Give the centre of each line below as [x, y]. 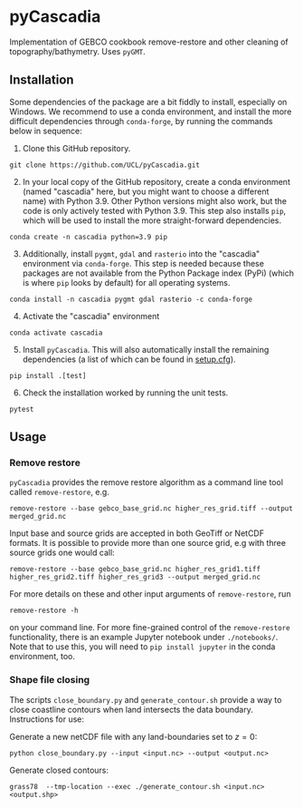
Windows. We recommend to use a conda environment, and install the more [151, 112]
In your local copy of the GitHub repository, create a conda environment [156, 181]
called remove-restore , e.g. [60, 492]
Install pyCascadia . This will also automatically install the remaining [146, 349]
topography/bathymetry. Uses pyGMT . [78, 51]
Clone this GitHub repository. [76, 148]
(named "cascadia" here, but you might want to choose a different [146, 191]
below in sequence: [46, 131]
